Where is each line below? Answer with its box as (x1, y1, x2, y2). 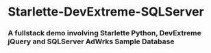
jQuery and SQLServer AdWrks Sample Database (8, 37, 175, 46)
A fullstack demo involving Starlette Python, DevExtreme (8, 29, 201, 38)
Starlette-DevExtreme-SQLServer (8, 4, 204, 20)
